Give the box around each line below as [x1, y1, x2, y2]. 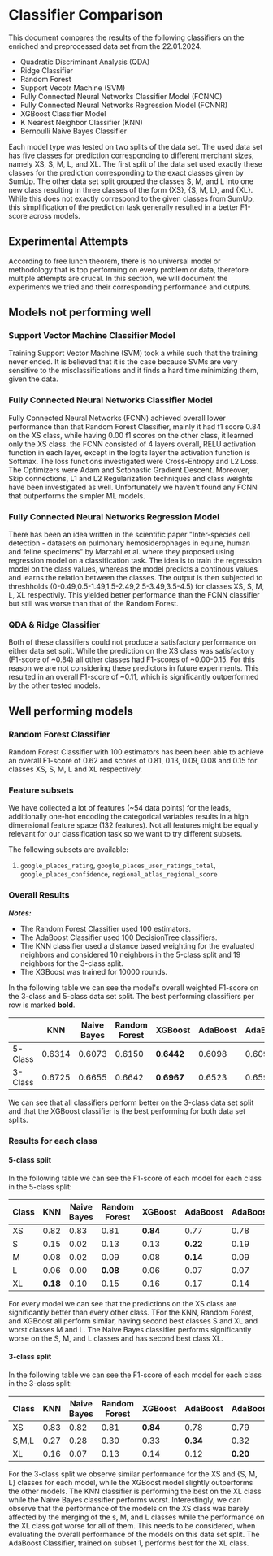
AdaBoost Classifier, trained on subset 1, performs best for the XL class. [8, 1538, 249, 1548]
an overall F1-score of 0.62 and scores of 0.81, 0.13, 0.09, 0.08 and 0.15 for [8, 756, 258, 766]
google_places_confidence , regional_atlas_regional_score [19, 869, 218, 879]
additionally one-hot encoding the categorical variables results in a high [8, 811, 249, 822]
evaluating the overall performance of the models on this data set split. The [8, 1529, 260, 1539]
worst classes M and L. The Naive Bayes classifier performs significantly [8, 1324, 252, 1334]
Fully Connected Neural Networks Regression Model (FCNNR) [19, 100, 228, 110]
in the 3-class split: [8, 1378, 72, 1388]
